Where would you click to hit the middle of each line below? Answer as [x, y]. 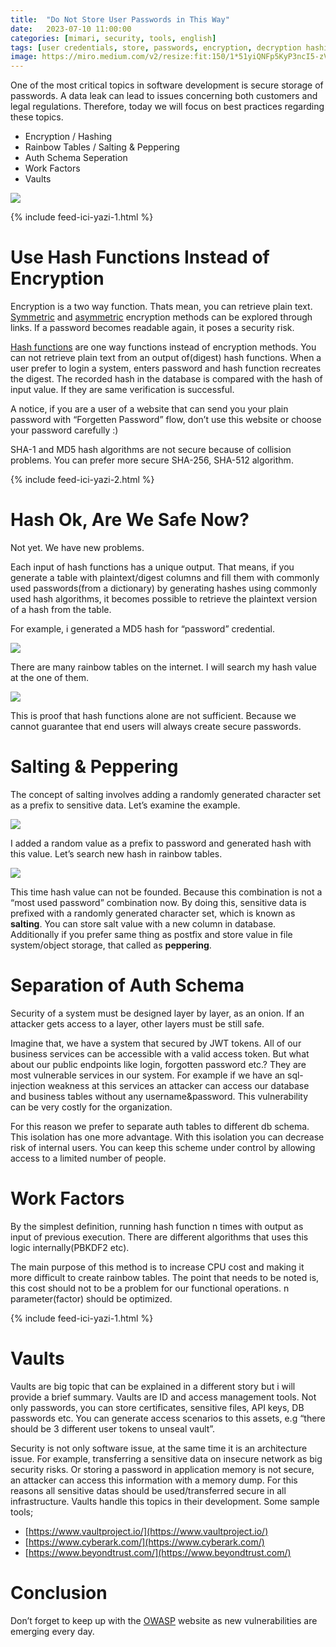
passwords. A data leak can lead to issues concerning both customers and [164, 96]
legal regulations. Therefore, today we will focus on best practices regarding [167, 107]
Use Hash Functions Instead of [140, 257]
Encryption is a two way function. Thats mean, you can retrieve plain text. [161, 307]
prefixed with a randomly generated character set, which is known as [153, 913]
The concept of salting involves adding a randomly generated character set [165, 794]
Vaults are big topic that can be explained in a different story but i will [153, 1386]
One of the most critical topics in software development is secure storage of [167, 85]
